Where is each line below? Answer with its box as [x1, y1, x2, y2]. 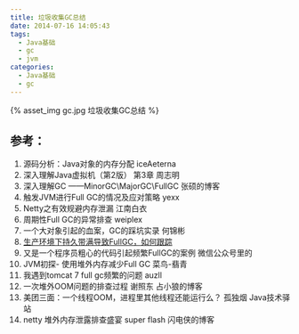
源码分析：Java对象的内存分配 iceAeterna [22, 159, 177, 169]
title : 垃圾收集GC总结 [10, 12, 86, 22]
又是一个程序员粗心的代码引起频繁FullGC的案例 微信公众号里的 [22, 248, 253, 258]
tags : [10, 29, 30, 38]
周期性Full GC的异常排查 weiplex [22, 215, 143, 225]
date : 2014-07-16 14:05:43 [10, 21, 110, 30]
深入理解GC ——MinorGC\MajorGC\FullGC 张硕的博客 [22, 181, 221, 191]
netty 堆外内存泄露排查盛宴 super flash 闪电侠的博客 [22, 314, 215, 325]
